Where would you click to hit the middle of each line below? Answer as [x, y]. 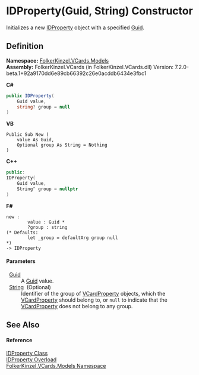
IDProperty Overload [31, 359]
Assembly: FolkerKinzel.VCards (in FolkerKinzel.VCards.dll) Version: [90, 67]
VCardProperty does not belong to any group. [77, 306]
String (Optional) [30, 287]
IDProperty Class [27, 354]
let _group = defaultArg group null [73, 238]
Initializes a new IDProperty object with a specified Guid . [75, 27]
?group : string [48, 227]
